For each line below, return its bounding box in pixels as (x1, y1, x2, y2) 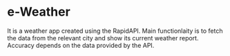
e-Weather (7, 4, 70, 20)
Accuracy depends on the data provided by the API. (7, 41, 155, 49)
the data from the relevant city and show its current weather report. (7, 33, 199, 42)
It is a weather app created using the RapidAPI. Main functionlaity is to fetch (7, 27, 223, 35)
